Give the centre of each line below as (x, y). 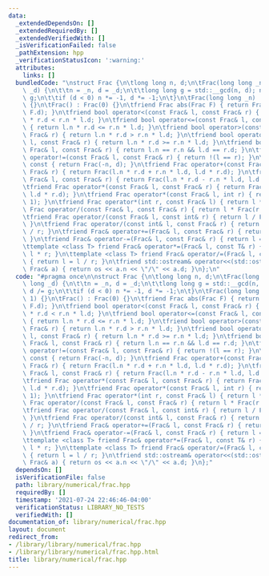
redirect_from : (34, 538)
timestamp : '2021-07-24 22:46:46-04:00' (84, 500)
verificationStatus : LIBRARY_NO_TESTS (80, 507)
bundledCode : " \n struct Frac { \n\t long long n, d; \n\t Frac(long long (134, 83)
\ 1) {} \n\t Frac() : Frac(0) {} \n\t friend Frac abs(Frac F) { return (141, 299)
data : (17, 16)
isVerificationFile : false (60, 477)
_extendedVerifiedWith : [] (60, 38)
